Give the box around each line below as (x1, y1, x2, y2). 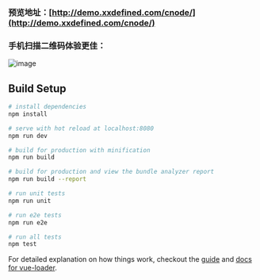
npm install (8, 109, 48, 118)
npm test (8, 240, 37, 248)
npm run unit (8, 197, 52, 205)
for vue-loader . (8, 263, 58, 273)
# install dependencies (8, 103, 87, 111)
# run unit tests (8, 190, 66, 198)
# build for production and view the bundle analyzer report (8, 168, 215, 176)
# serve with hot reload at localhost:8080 (8, 125, 155, 132)
